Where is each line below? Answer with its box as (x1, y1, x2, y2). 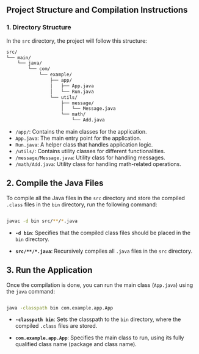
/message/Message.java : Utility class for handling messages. (15, 154, 166, 161)
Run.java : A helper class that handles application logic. (15, 141, 153, 148)
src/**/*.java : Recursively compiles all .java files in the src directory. (15, 247, 193, 255)
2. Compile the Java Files (6, 178, 104, 189)
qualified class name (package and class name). (15, 341, 137, 348)
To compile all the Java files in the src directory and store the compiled (6, 194, 185, 201)
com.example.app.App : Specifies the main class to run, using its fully (15, 334, 184, 341)
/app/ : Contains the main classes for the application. (15, 128, 147, 135)
